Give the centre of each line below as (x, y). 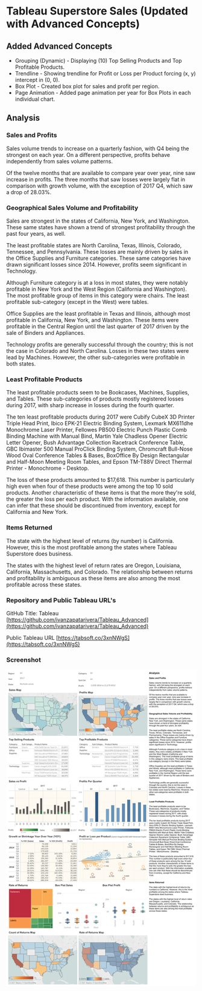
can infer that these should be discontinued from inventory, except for (93, 505)
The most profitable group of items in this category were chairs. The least (98, 295)
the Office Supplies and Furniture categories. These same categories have (99, 258)
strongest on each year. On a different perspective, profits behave (88, 154)
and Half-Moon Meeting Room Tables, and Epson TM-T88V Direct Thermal (99, 462)
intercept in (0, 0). (37, 80)
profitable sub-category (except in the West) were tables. (77, 302)
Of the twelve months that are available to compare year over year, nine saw (101, 173)
